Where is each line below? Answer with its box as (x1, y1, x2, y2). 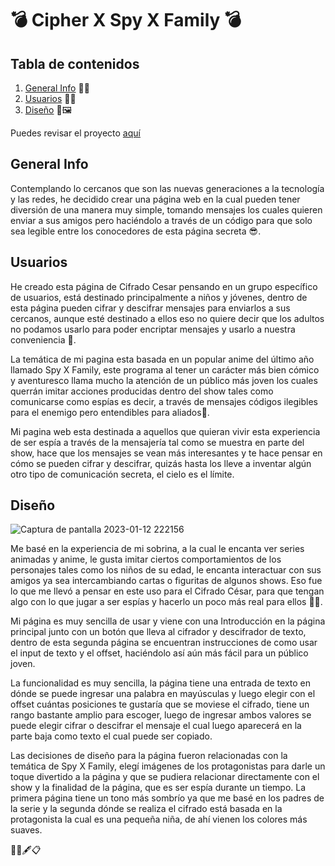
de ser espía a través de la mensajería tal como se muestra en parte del (10, 436, 305, 448)
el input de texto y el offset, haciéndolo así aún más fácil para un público (10, 647, 309, 659)
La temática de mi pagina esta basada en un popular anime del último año (10, 353, 315, 365)
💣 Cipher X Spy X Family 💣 (10, 9, 242, 32)
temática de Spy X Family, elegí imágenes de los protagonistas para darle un (10, 760, 326, 772)
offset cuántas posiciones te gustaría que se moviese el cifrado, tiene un (10, 698, 310, 711)
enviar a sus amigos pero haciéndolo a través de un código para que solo (10, 214, 313, 226)
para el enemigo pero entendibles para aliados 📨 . (10, 406, 210, 418)
